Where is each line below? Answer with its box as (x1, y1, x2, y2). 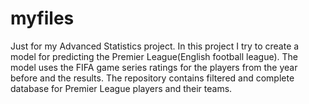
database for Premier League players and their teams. (10, 82, 233, 94)
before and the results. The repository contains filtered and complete (10, 72, 295, 84)
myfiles (10, 7, 75, 30)
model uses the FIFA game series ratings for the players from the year (10, 61, 298, 73)
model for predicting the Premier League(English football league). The (10, 50, 298, 62)
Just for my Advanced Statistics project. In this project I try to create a (10, 40, 300, 52)
